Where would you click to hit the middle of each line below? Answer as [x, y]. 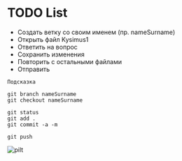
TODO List [37, 13]
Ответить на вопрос [48, 47]
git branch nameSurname [42, 94]
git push [20, 137]
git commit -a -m [33, 124]
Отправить [34, 69]
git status [23, 112]
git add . [22, 118]
